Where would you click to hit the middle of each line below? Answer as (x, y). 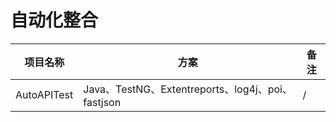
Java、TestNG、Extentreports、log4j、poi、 (188, 89)
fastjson (102, 102)
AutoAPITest (44, 94)
